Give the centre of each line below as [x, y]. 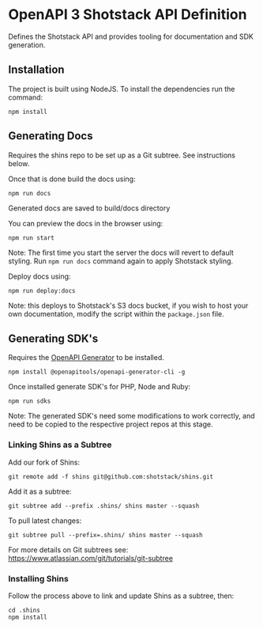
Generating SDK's [53, 338]
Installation [36, 70]
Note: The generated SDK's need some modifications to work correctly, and [131, 416]
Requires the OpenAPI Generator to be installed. [86, 358]
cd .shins [24, 610]
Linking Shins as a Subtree [60, 445]
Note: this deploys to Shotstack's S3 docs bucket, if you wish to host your [128, 305]
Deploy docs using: [39, 276]
